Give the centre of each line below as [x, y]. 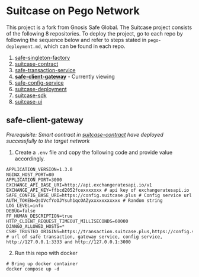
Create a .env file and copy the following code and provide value [94, 152]
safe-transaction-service [45, 70]
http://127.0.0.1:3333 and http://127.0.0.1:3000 [69, 242]
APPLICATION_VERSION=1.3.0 [39, 169]
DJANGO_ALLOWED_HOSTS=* [36, 226]
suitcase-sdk [31, 95]
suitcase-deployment [41, 89]
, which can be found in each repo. [83, 46]
